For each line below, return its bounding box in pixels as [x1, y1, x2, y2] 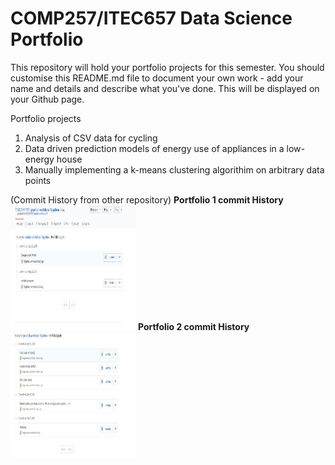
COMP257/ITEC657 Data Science [10, 7, 293, 30]
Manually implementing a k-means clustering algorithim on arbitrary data [24, 163, 325, 176]
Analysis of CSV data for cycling [24, 132, 158, 144]
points [24, 174, 52, 186]
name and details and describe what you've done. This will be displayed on [10, 82, 320, 94]
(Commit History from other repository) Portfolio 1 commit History [10, 193, 284, 206]
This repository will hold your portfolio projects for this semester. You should [10, 61, 325, 73]
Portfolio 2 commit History [137, 320, 250, 332]
